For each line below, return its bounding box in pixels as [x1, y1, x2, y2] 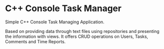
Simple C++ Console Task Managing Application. [5, 19, 105, 25]
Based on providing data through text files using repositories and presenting [5, 28, 160, 34]
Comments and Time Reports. [5, 38, 66, 44]
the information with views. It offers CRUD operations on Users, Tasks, [5, 33, 149, 39]
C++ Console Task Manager [5, 3, 122, 14]
